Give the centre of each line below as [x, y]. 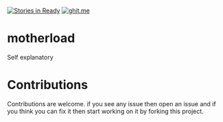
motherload [41, 38]
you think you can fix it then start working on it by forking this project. [105, 111]
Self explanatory [30, 57]
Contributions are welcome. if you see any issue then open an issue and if [111, 103]
